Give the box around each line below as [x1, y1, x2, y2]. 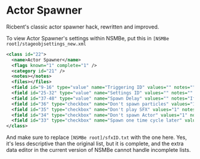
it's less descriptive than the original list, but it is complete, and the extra [6, 140, 184, 147]
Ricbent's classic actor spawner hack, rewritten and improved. [6, 23, 160, 30]
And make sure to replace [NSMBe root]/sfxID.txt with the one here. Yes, [6, 134, 187, 141]
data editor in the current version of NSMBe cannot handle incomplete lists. [6, 147, 191, 154]
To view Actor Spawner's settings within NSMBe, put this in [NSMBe [6, 34, 170, 42]
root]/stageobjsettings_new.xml [6, 41, 86, 47]
